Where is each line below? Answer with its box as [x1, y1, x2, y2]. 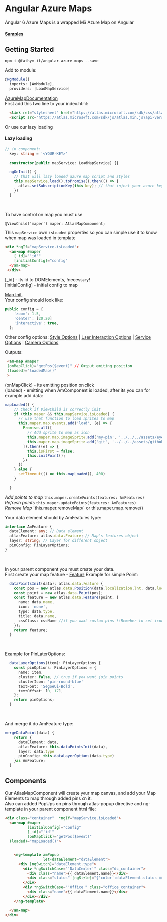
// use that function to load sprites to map [18, 416, 114, 421]
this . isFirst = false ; [27, 449, 75, 454]
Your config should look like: [5, 297, 64, 303]
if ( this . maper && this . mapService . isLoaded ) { [14, 411, 114, 417]
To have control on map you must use [5, 211, 83, 217]
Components [5, 777, 46, 785]
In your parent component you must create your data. [5, 566, 115, 572]
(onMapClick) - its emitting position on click [5, 382, 94, 388]
